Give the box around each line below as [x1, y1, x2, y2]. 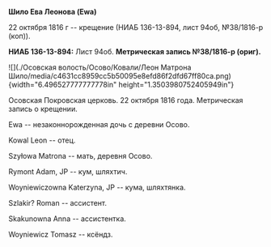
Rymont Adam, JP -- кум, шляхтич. [8, 167, 128, 177]
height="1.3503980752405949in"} [118, 80, 235, 89]
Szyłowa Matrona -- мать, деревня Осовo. [8, 151, 153, 160]
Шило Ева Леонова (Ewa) [8, 7, 97, 16]
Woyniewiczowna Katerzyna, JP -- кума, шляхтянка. [8, 182, 186, 192]
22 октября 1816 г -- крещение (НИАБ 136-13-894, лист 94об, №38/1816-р [8, 23, 264, 32]
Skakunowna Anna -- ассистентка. [8, 214, 127, 224]
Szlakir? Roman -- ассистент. [8, 198, 108, 207]
